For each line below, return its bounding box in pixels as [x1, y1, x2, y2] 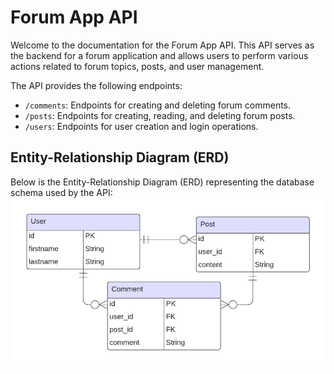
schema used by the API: [10, 186, 113, 198]
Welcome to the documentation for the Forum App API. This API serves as [10, 39, 315, 51]
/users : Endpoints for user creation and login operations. [24, 120, 259, 132]
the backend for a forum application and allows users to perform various [10, 49, 309, 61]
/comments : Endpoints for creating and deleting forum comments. [24, 99, 292, 111]
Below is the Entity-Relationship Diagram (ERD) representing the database [10, 176, 315, 188]
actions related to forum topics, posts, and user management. [10, 60, 265, 72]
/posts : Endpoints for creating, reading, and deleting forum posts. [24, 109, 296, 121]
